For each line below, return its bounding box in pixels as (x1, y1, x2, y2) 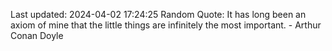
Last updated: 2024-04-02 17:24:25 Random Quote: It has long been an (10, 9, 307, 20)
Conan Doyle (10, 30, 64, 41)
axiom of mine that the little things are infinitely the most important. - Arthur (10, 19, 322, 31)
